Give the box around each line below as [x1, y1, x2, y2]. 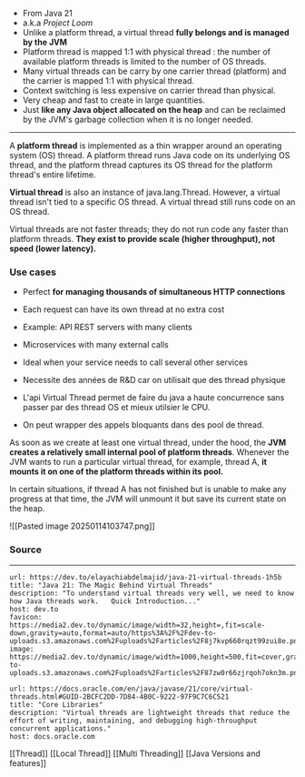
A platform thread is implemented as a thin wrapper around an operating [9, 140, 282, 151]
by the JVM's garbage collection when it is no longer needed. [22, 114, 254, 125]
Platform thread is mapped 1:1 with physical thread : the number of [22, 46, 271, 57]
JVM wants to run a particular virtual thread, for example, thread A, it [9, 457, 268, 468]
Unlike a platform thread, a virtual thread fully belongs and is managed [22, 27, 290, 37]
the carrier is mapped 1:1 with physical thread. [22, 76, 195, 86]
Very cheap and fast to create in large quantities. [22, 95, 206, 106]
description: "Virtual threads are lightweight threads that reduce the [9, 708, 290, 717]
